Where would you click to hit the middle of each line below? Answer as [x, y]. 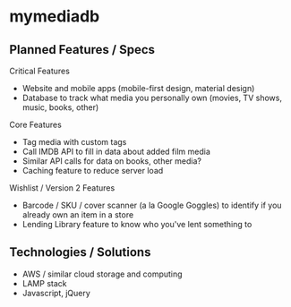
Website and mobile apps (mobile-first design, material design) [138, 88]
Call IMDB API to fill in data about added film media [116, 151]
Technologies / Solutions [80, 252]
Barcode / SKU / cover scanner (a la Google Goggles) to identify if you [152, 205]
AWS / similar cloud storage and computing [102, 274]
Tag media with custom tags [74, 142]
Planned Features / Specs [82, 50]
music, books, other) [60, 107]
